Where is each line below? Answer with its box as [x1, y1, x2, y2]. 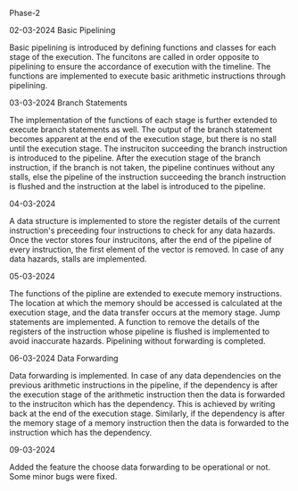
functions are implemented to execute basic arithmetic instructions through [9, 71, 286, 81]
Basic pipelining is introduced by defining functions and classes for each [9, 42, 277, 53]
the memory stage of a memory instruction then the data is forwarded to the [9, 418, 290, 428]
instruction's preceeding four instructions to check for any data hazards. [9, 225, 276, 236]
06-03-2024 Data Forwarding [9, 353, 119, 363]
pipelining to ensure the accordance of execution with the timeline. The [9, 62, 271, 71]
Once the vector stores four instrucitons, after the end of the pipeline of [9, 235, 272, 245]
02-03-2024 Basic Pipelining [9, 25, 116, 35]
